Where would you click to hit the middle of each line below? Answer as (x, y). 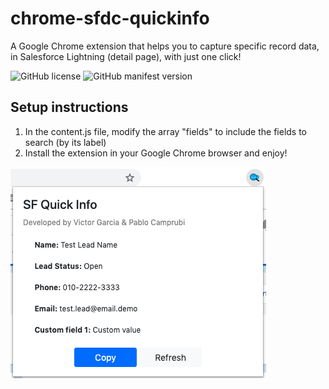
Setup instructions (69, 107)
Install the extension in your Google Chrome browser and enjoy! (156, 153)
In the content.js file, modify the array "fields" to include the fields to (166, 131)
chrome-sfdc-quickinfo (110, 18)
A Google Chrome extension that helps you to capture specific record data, (165, 46)
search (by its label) (65, 142)
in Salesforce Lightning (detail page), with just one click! (126, 56)
